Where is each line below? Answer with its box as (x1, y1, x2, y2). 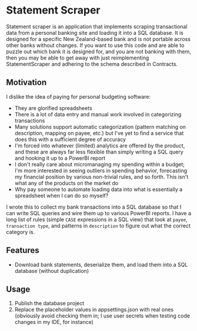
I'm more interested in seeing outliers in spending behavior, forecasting (14, 167, 188, 174)
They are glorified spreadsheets (14, 104, 92, 112)
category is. (6, 228, 35, 235)
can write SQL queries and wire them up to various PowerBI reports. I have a (6, 209, 192, 216)
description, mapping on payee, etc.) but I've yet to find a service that (14, 129, 184, 136)
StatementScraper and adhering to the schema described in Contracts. (6, 60, 178, 68)
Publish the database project (14, 300, 85, 307)
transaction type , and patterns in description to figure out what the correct (6, 222, 191, 229)
